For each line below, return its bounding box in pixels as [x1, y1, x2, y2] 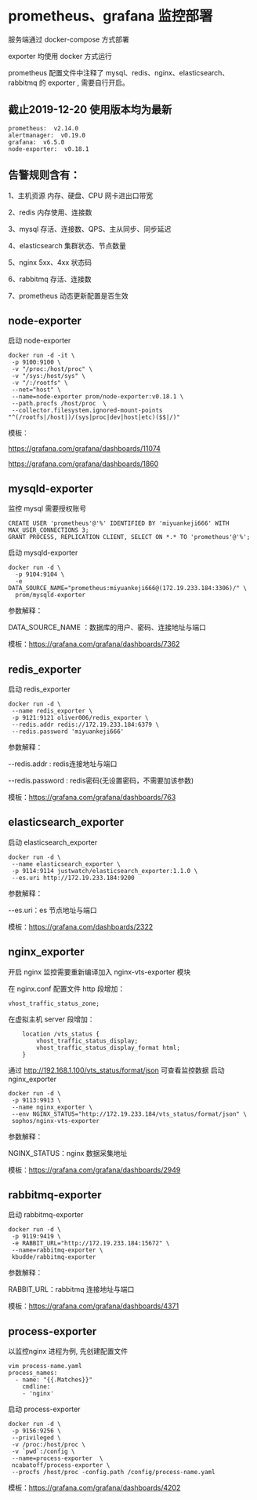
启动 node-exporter [8, 336, 71, 346]
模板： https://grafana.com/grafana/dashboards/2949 [8, 1164, 181, 1175]
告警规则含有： [8, 168, 81, 182]
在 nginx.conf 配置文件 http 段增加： [8, 984, 125, 993]
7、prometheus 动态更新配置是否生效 [8, 291, 128, 300]
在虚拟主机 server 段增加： [8, 1014, 95, 1024]
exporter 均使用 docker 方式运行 [8, 51, 112, 61]
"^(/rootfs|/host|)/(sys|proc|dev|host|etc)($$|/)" [8, 413, 180, 421]
